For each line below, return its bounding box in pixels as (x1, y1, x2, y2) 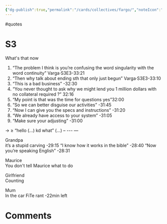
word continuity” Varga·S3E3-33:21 (12, 70, 85, 76)
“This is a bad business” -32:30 (12, 80, 78, 86)
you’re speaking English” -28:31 (5, 148, 71, 154)
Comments (5, 210, 52, 221)
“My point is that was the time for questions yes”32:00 (12, 96, 124, 102)
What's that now (5, 55, 39, 61)
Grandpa (5, 137, 23, 143)
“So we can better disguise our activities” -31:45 (12, 102, 112, 108)
